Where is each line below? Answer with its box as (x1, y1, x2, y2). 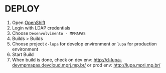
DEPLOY (5, 3, 40, 14)
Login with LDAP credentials (12, 24, 71, 30)
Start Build (12, 51, 34, 57)
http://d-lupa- (93, 56, 122, 62)
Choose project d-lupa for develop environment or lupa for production (12, 40, 157, 46)
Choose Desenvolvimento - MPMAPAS (12, 30, 86, 36)
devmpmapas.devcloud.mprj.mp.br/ (12, 62, 86, 68)
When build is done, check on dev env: (12, 56, 93, 62)
